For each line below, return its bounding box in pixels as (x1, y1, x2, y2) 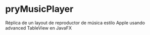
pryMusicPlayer (5, 3, 74, 15)
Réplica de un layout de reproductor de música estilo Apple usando (5, 20, 145, 26)
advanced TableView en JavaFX (5, 25, 72, 31)
